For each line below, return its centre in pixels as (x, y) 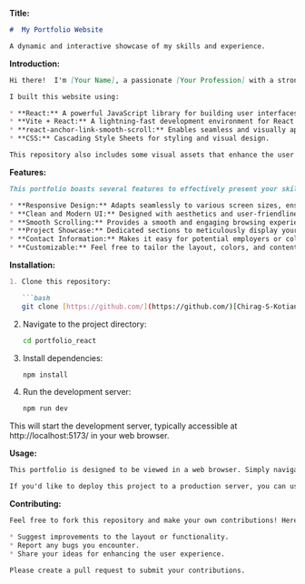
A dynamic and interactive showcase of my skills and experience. (138, 46)
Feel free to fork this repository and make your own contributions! (144, 520)
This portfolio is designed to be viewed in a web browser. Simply (140, 470)
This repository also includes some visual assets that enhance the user (152, 155)
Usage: (24, 453)
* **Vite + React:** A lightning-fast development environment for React (152, 122)
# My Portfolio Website (56, 30)
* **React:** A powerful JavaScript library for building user (132, 113)
